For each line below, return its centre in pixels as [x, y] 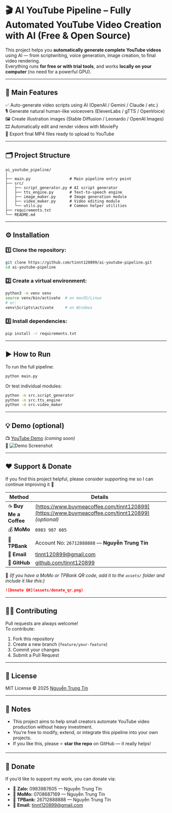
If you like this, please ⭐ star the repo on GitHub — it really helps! [82, 744]
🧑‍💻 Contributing [31, 611]
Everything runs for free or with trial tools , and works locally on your [79, 66]
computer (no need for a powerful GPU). [48, 72]
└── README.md [20, 215]
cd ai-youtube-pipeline [31, 268]
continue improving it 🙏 [30, 484]
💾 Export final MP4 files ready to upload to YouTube [60, 134]
